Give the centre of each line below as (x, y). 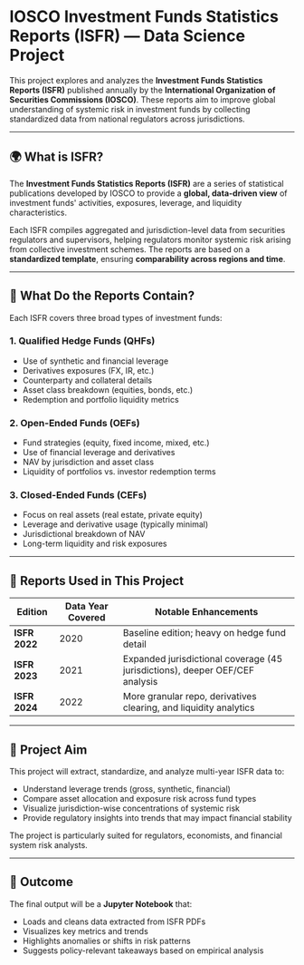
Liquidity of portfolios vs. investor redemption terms (119, 472)
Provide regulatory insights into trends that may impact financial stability (157, 818)
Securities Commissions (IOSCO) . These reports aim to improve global (142, 99)
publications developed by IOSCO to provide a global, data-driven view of (148, 193)
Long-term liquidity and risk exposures (95, 544)
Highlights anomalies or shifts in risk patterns (107, 941)
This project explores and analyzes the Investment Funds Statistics (136, 80)
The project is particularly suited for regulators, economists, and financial (146, 835)
